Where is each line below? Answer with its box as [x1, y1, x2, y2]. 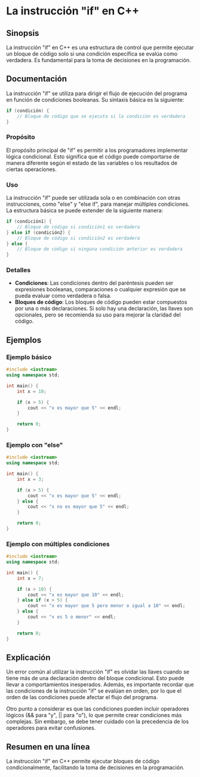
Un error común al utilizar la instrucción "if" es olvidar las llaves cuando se [6, 668, 190, 675]
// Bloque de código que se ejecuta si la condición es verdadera [17, 113, 186, 119]
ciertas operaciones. [6, 166, 57, 173]
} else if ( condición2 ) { [6, 229, 70, 236]
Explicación [6, 653, 51, 662]
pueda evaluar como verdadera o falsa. [14, 292, 112, 300]
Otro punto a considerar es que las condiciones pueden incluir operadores [6, 705, 189, 712]
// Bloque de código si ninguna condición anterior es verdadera [17, 246, 183, 252]
